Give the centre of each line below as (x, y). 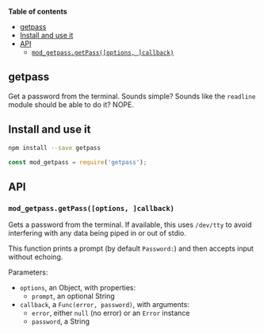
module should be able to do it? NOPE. (71, 104)
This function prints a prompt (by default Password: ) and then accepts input (131, 248)
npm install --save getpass (55, 148)
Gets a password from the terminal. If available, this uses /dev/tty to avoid (130, 225)
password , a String (60, 321)
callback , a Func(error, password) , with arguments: (105, 305)
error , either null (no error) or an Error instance (111, 313)
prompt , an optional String (73, 296)
